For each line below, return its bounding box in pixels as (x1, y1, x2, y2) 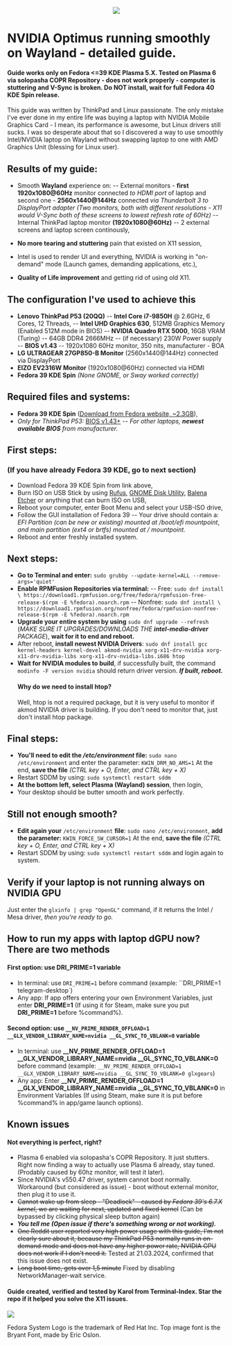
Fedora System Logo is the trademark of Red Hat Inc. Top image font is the (7, 1323, 221, 1331)
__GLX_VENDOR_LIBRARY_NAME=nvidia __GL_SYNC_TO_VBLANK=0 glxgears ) (17, 1069, 215, 1077)
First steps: (7, 444, 57, 456)
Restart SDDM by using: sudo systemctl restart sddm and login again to (17, 849, 224, 857)
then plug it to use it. (17, 1191, 76, 1199)
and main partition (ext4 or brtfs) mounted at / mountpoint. (17, 525, 186, 534)
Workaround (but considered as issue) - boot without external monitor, (17, 1183, 219, 1191)
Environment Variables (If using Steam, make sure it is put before (17, 1091, 203, 1100)
